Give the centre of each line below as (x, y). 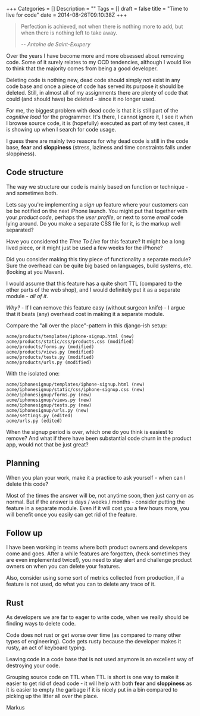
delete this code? (27, 484)
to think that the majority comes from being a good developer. (82, 68)
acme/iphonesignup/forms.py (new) (49, 395)
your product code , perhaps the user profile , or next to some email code (95, 217)
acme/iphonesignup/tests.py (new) (49, 405)
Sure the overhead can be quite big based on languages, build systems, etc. (100, 265)
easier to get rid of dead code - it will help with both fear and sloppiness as (99, 683)
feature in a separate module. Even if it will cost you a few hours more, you (98, 508)
